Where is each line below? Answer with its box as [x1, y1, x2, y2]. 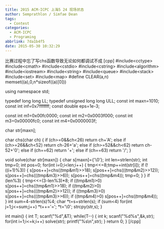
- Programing [9, 35, 36, 40]
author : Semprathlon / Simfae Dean [5, 12, 78, 17]
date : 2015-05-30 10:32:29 [5, 44, 60, 49]
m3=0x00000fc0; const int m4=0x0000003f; [5, 118, 97, 124]
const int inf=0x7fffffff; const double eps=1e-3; [5, 103, 100, 109]
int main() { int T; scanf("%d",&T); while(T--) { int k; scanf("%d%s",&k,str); [5, 213, 155, 219]
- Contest [9, 21, 29, 26]
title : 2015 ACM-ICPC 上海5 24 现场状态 [5, 7, 84, 12]
